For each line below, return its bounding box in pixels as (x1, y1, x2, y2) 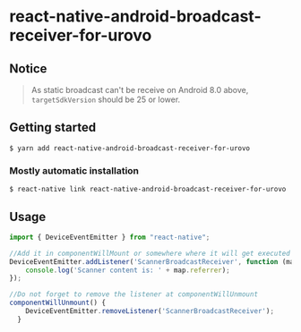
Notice (9, 61, 47, 76)
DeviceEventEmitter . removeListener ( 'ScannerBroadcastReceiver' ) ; (25, 307, 275, 316)
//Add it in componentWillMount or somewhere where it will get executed (9, 249, 291, 258)
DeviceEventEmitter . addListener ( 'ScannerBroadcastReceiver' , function (9, 257, 279, 266)
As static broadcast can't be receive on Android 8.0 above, (30, 85, 249, 95)
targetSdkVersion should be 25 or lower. (30, 94, 181, 105)
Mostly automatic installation (9, 164, 140, 176)
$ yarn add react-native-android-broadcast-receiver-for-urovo (9, 143, 251, 153)
